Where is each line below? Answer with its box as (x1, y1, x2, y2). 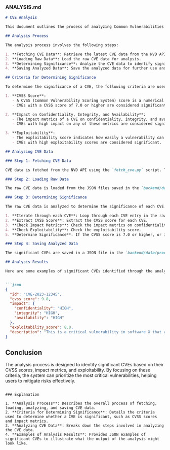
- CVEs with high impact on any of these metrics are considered (12, 121, 153, 126)
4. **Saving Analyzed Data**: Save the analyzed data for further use (5, 66, 157, 71)
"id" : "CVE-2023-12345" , (10, 292, 62, 297)
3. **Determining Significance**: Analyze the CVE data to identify (5, 61, 153, 66)
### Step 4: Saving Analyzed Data (5, 241, 78, 247)
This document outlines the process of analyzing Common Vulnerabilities (5, 24, 164, 29)
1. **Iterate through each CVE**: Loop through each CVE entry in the (5, 213, 157, 219)
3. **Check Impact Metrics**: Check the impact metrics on (5, 222, 133, 228)
